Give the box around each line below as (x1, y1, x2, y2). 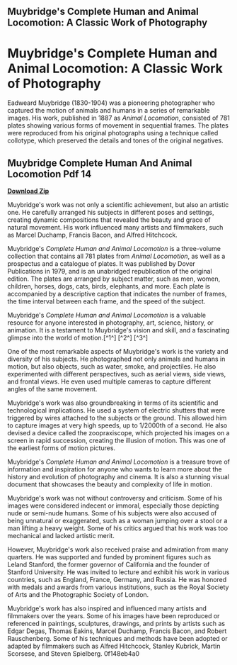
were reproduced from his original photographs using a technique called (7, 129, 219, 138)
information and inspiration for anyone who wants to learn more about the (7, 465, 222, 474)
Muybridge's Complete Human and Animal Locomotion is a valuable (7, 311, 207, 320)
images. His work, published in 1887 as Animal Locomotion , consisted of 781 (7, 113, 230, 123)
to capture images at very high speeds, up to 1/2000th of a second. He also (7, 421, 228, 430)
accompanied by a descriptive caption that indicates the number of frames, (7, 290, 227, 298)
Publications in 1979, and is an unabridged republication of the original (7, 267, 212, 276)
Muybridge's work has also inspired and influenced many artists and (7, 604, 207, 613)
